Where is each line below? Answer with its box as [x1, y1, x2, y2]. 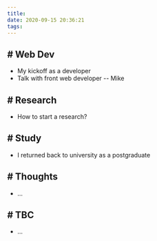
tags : [7, 23, 23, 30]
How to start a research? [17, 113, 87, 121]
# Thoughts [7, 171, 59, 183]
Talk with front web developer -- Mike [17, 74, 125, 83]
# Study [7, 133, 42, 144]
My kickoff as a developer [17, 67, 91, 75]
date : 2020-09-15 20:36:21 [7, 17, 85, 23]
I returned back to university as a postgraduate [17, 151, 151, 159]
